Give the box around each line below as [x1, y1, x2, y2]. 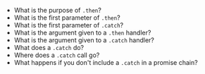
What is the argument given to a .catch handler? [13, 36, 155, 44]
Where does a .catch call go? [13, 51, 100, 59]
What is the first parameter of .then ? [13, 13, 121, 22]
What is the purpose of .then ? [13, 6, 102, 14]
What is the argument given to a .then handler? [13, 28, 151, 37]
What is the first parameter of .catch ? [13, 21, 124, 29]
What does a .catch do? [13, 44, 85, 51]
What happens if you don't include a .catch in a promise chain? [13, 58, 199, 66]
